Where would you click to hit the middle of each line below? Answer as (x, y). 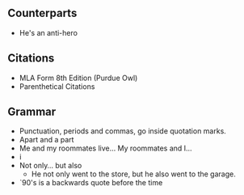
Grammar (32, 112)
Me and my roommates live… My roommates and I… (105, 148)
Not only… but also (50, 166)
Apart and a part (46, 140)
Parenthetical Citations (57, 86)
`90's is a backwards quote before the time (91, 183)
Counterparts (42, 13)
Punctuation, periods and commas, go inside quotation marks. (123, 131)
